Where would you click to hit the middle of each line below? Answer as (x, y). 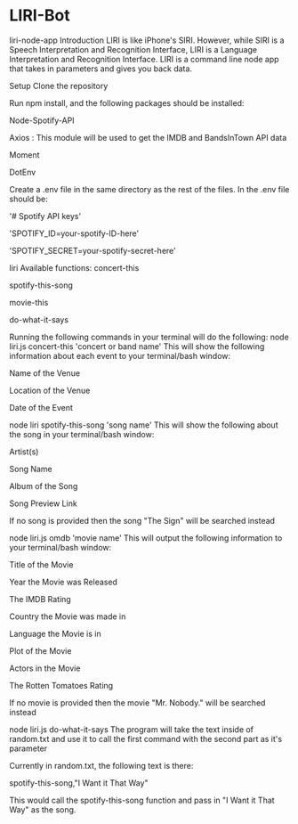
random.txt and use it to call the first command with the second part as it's (146, 738)
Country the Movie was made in (68, 616)
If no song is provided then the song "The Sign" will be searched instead (142, 520)
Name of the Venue (45, 373)
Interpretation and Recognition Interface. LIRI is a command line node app (144, 59)
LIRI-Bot (40, 16)
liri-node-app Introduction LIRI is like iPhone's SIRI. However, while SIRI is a (147, 40)
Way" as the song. (43, 809)
